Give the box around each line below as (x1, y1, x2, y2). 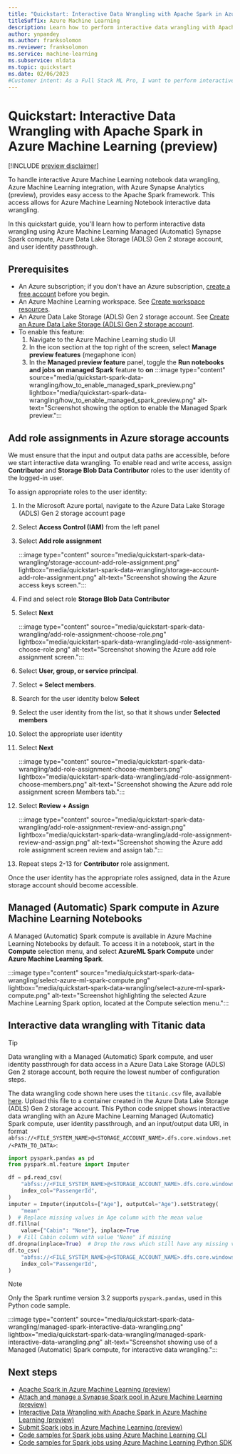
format (8, 1127, 28, 1135)
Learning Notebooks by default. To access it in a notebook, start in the (8, 939, 215, 947)
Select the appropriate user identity (18, 730, 123, 738)
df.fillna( (8, 1220, 41, 1228)
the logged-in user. (8, 473, 64, 482)
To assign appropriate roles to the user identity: (8, 487, 147, 496)
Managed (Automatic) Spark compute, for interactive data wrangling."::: (8, 1345, 218, 1354)
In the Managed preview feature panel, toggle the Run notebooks (28, 358, 224, 367)
